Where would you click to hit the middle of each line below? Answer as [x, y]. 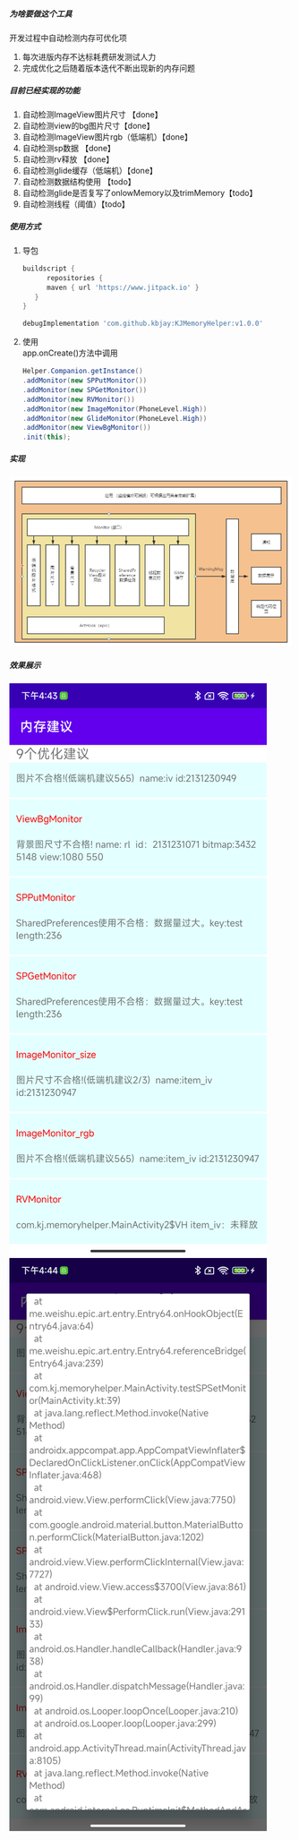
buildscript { [48, 269]
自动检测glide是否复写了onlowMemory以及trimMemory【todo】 [140, 193]
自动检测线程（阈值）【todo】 [76, 204]
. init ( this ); [47, 437]
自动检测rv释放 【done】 [68, 159]
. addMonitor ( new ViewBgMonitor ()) [86, 428]
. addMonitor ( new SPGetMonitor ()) [85, 389]
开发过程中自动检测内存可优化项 [68, 38]
